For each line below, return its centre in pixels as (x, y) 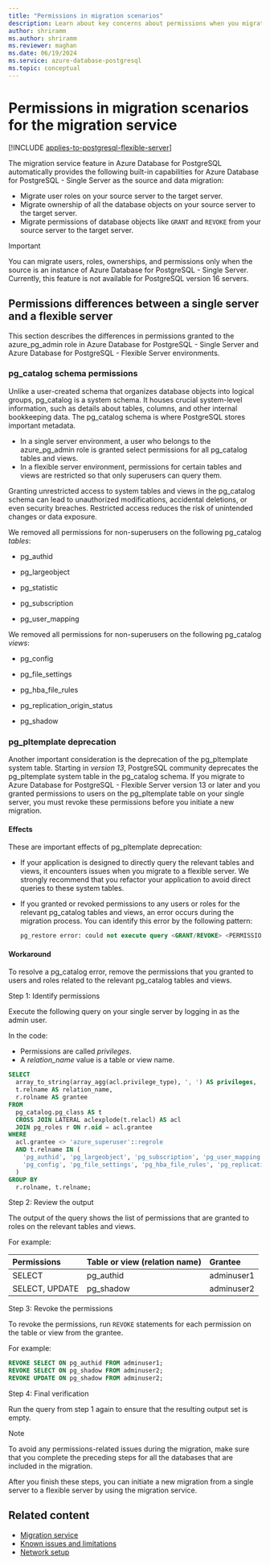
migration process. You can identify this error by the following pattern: (136, 921)
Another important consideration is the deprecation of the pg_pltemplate (128, 760)
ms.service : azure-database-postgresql (75, 61)
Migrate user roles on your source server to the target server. (121, 196)
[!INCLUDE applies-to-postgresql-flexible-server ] (90, 147)
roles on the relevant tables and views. (72, 1227)
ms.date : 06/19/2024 (43, 53)
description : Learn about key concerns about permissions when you (124, 23)
